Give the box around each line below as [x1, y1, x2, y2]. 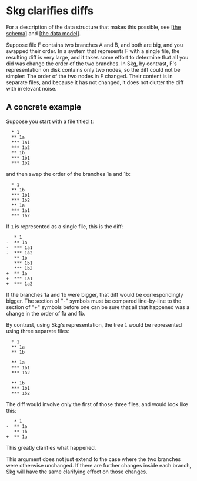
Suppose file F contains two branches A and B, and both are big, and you [6, 41, 183, 48]
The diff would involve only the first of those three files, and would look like [6, 400, 188, 407]
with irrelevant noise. [6, 85, 57, 92]
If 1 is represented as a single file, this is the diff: [6, 223, 123, 230]
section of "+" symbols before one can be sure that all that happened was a [6, 303, 190, 310]
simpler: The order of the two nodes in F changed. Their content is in [6, 72, 173, 79]
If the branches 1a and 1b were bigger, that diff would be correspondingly [6, 291, 183, 298]
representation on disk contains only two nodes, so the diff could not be [6, 66, 181, 73]
